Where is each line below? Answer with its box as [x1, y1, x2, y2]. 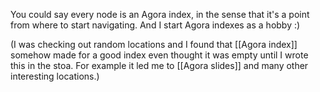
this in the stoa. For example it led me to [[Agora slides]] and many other [10, 60, 309, 71]
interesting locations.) [10, 70, 100, 82]
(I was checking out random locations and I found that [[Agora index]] [10, 39, 298, 50]
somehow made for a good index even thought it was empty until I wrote [10, 49, 309, 61]
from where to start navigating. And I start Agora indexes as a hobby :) [10, 19, 301, 31]
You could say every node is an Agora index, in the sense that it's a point [10, 9, 310, 20]
